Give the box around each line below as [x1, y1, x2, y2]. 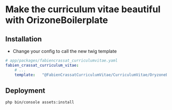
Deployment [5, 86, 46, 95]
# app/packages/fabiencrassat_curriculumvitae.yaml [5, 58, 118, 63]
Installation [5, 35, 42, 43]
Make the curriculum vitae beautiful [5, 4, 161, 15]
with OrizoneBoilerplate [5, 14, 109, 26]
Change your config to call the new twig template [12, 48, 117, 54]
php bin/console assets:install [5, 100, 74, 105]
